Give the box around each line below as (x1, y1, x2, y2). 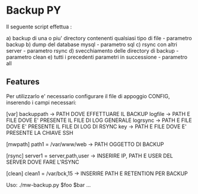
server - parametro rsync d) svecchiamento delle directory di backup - (6, 47, 179, 54)
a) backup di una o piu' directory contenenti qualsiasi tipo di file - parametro (6, 34, 192, 41)
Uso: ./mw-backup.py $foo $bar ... (6, 181, 91, 188)
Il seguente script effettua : (6, 23, 72, 30)
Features (6, 77, 40, 87)
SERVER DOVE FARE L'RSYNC (6, 158, 79, 166)
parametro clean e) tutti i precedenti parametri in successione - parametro (6, 53, 188, 60)
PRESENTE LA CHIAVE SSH (6, 129, 74, 136)
